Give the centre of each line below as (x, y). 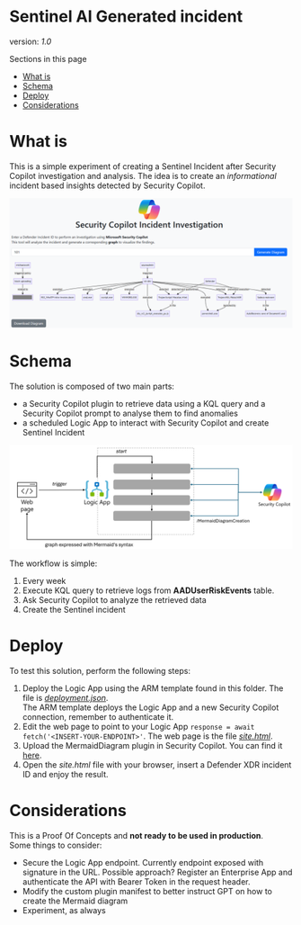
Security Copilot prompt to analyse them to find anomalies (130, 413)
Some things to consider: (56, 845)
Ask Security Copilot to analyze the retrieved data (114, 600)
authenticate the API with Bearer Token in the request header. (136, 882)
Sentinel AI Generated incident (126, 17)
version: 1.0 (31, 41)
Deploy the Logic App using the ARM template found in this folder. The (153, 688)
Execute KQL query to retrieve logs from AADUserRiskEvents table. (148, 590)
